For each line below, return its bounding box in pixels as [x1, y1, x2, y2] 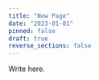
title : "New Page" [8, 11, 70, 20]
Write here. [8, 64, 46, 74]
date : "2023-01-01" [8, 19, 74, 27]
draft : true [8, 34, 48, 43]
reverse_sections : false [8, 42, 92, 50]
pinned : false [8, 27, 56, 35]
